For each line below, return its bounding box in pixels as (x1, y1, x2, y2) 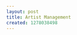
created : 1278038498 (6, 20, 58, 26)
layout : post (6, 8, 39, 15)
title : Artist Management (6, 14, 71, 20)
